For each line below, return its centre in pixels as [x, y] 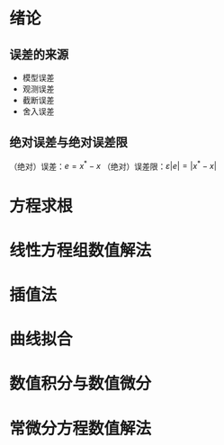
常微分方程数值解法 [81, 428]
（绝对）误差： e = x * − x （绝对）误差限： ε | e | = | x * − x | [113, 165]
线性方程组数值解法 [81, 250]
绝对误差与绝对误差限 [68, 142]
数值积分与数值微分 [81, 384]
